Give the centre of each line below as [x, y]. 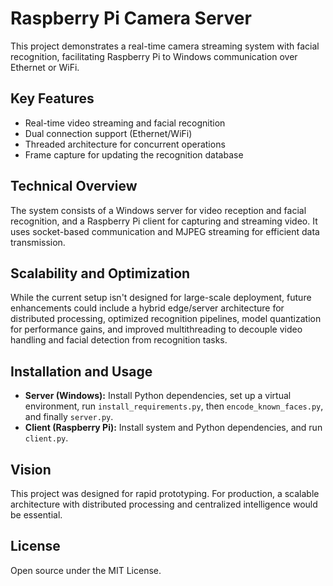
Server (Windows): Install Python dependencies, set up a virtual [158, 396]
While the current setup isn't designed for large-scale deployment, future [161, 298]
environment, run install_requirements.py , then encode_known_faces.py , [174, 406]
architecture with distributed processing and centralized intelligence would [164, 504]
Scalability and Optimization [100, 273]
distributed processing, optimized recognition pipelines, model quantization [166, 319]
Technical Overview [74, 186]
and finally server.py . [69, 417]
